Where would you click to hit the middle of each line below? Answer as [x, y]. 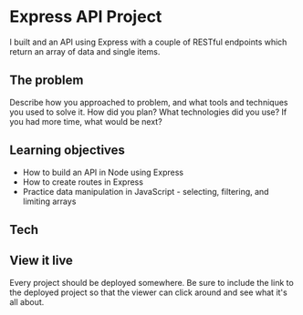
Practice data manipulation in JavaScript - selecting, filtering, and [146, 191]
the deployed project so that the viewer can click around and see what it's [148, 292]
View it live [41, 261]
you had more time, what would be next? [86, 121]
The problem [47, 81]
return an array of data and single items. [85, 51]
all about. [27, 301]
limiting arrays [49, 201]
